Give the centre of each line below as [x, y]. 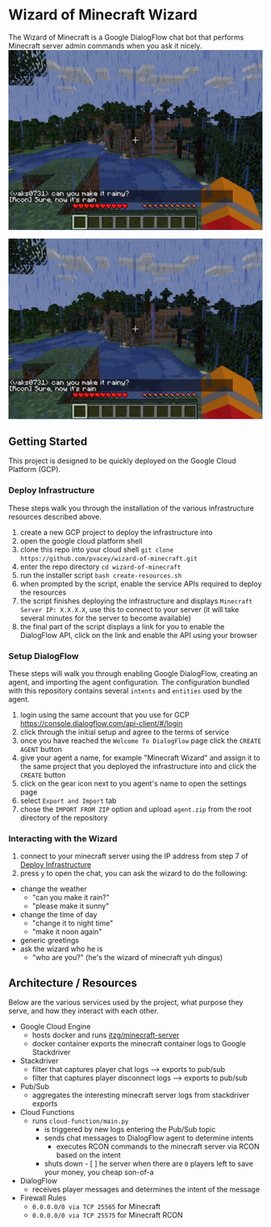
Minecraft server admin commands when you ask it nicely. [105, 45]
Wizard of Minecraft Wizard [103, 15]
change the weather [53, 889]
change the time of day [58, 915]
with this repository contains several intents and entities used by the [125, 691]
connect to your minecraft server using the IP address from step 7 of [134, 856]
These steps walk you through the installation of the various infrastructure [131, 508]
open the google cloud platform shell [81, 540]
